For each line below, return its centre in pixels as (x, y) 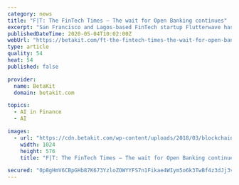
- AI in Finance (38, 112)
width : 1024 (38, 145)
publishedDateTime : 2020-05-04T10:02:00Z (70, 34)
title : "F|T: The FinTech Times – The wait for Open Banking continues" (117, 21)
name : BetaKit (34, 86)
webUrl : (19, 40)
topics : (19, 106)
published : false (33, 67)
